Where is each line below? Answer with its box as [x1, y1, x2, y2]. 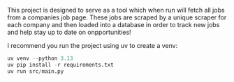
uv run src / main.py [7, 67, 64, 75]
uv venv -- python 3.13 [7, 55, 73, 62]
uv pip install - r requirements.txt [7, 61, 114, 68]
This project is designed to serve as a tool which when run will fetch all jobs [7, 6, 225, 14]
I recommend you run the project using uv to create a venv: [7, 42, 178, 49]
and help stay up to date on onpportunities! [7, 28, 131, 36]
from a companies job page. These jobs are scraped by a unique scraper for [7, 13, 227, 22]
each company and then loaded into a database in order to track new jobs [7, 21, 220, 28]
